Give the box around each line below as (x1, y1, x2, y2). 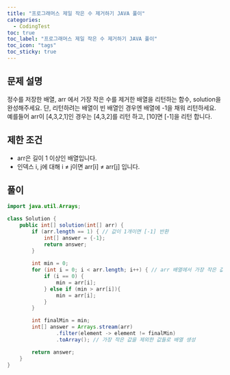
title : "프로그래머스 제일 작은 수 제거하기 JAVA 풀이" (7, 10, 146, 17)
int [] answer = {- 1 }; (43, 234, 106, 241)
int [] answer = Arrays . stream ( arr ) (31, 323, 133, 330)
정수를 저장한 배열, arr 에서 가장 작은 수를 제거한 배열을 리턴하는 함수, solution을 (7, 95, 221, 103)
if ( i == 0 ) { (43, 273, 84, 280)
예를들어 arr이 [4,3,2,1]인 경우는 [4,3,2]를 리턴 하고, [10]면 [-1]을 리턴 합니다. (7, 112, 212, 120)
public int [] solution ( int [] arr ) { (19, 222, 125, 229)
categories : (7, 16, 41, 23)
